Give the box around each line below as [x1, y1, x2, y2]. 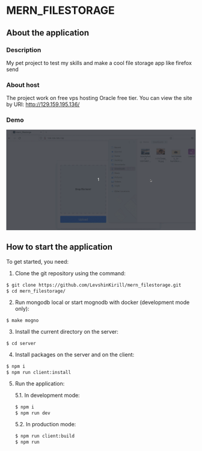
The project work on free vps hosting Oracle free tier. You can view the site [6, 95, 192, 102]
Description [6, 46, 41, 54]
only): [14, 305, 29, 312]
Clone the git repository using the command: [14, 269, 126, 277]
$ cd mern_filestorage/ [6, 288, 66, 294]
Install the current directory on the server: [14, 328, 119, 335]
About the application [6, 28, 89, 38]
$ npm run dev [14, 410, 50, 416]
